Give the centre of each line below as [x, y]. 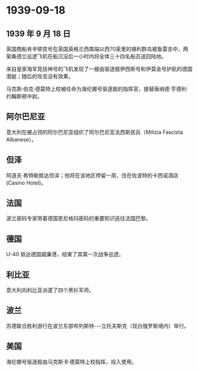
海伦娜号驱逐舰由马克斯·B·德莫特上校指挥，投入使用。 [72, 362]
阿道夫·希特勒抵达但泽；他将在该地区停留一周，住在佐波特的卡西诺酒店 [92, 175]
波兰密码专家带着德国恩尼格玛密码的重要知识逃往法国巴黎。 [79, 218]
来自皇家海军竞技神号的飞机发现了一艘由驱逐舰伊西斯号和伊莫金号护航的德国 [99, 69]
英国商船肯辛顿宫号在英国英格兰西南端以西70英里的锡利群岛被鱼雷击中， [95, 49]
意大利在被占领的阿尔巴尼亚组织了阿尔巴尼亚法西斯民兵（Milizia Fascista [95, 132]
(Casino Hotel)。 [26, 183]
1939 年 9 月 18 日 [38, 33]
